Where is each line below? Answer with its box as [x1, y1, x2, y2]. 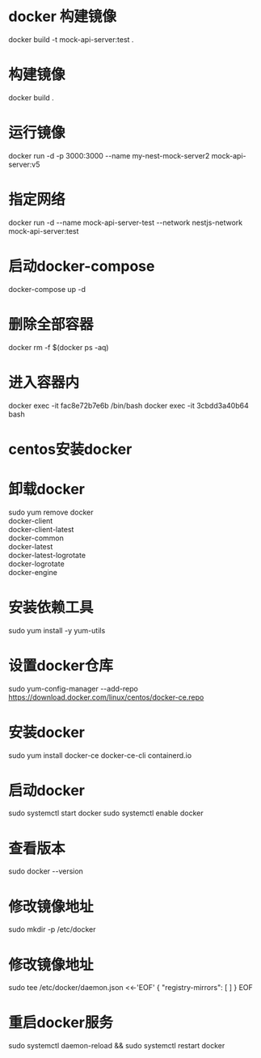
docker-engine [8, 567, 58, 577]
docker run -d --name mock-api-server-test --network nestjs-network [8, 218, 243, 227]
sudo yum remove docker [8, 507, 94, 517]
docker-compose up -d [8, 284, 86, 294]
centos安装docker [8, 440, 133, 458]
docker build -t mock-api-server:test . [8, 34, 134, 44]
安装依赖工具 [8, 598, 95, 616]
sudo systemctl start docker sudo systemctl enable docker [8, 808, 204, 818]
